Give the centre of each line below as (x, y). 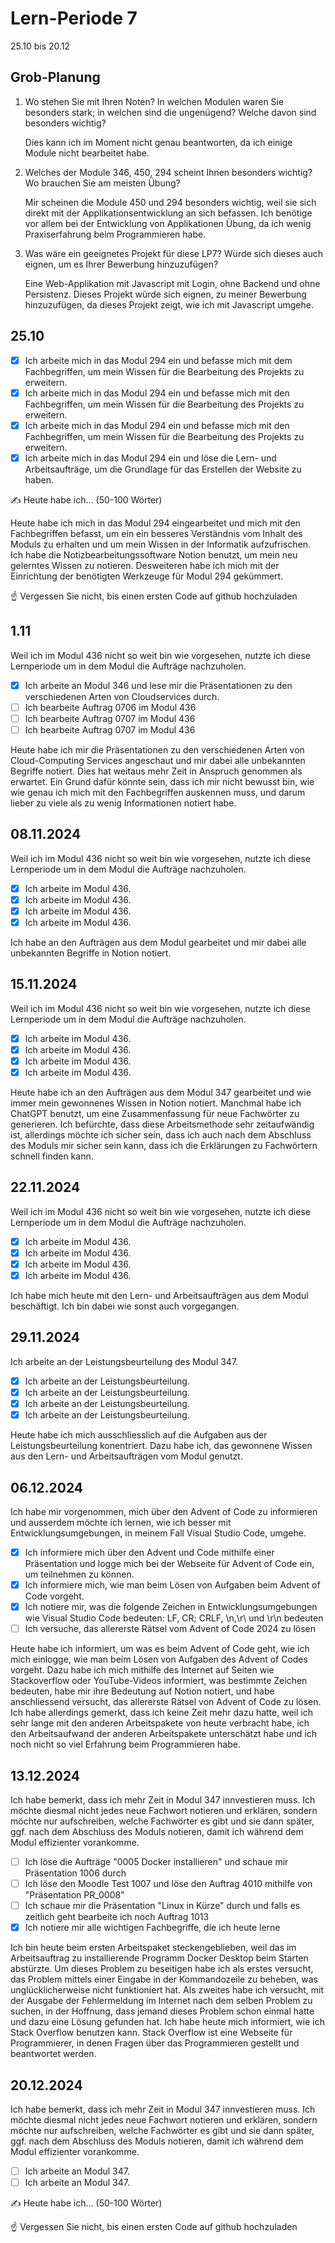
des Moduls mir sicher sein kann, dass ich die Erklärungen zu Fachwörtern (164, 1145)
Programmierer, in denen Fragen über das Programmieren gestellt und (155, 2043)
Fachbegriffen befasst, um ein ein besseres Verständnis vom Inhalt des (156, 533)
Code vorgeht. (54, 1596)
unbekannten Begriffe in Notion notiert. (91, 953)
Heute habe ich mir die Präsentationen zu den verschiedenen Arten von (157, 749)
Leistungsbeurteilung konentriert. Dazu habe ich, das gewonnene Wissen (161, 1446)
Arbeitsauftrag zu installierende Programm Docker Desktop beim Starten (159, 1958)
